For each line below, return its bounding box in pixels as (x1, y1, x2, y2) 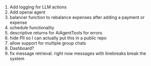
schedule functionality (9, 25, 54, 31)
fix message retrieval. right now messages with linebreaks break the (9, 50, 147, 56)
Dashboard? (9, 46, 34, 51)
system (9, 56, 25, 61)
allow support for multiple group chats (9, 40, 86, 46)
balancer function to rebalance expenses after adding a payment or (9, 15, 145, 20)
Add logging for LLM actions (9, 4, 67, 10)
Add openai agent (9, 9, 46, 15)
